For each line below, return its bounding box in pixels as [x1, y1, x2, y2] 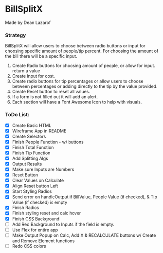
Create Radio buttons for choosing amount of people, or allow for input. [12, 63, 156, 69]
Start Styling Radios [12, 189, 52, 194]
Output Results [12, 161, 42, 167]
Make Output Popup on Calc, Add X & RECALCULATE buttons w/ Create [12, 232, 156, 238]
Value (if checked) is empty [12, 199, 68, 206]
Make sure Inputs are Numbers [12, 167, 74, 172]
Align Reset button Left [12, 183, 58, 189]
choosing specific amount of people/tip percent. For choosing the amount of [5, 48, 159, 54]
